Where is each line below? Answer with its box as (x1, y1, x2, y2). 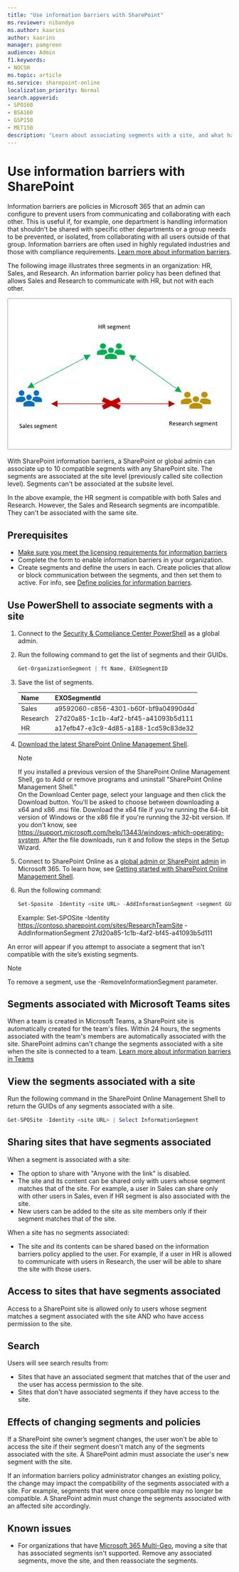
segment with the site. (7, 1457, 73, 1467)
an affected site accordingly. (7, 1501, 91, 1510)
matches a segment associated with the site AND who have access (7, 1311, 204, 1321)
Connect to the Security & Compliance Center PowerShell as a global (17, 629, 221, 637)
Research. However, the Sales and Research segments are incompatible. (7, 501, 221, 509)
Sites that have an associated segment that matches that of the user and (17, 1373, 230, 1381)
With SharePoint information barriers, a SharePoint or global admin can (7, 457, 216, 466)
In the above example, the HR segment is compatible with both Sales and (7, 494, 222, 502)
